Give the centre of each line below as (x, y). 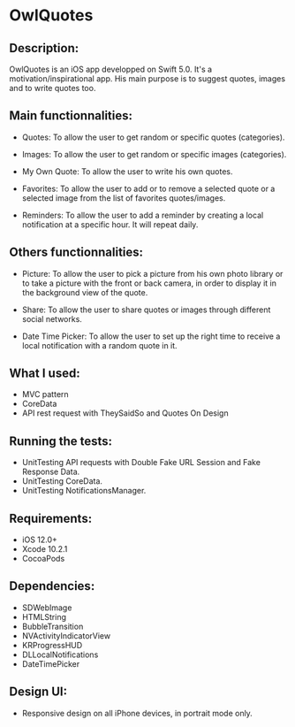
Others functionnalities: (76, 253)
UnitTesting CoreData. (62, 481)
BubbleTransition (53, 626)
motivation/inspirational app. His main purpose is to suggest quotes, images (147, 79)
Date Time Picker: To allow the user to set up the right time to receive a (151, 336)
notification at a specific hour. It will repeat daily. (110, 224)
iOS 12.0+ (39, 540)
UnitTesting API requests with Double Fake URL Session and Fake (141, 463)
